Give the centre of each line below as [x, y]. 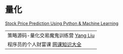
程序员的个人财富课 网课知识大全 [45, 44]
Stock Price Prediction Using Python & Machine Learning [62, 23]
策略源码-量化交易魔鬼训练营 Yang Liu [51, 35]
